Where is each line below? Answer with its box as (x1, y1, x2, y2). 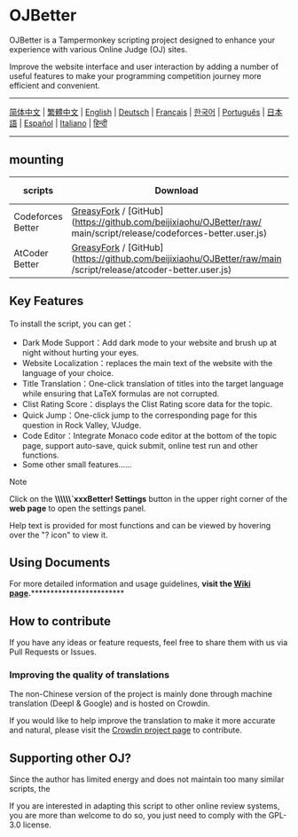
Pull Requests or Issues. (9, 646, 98, 657)
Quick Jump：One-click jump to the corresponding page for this (21, 410, 257, 420)
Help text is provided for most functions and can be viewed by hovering (9, 520, 271, 530)
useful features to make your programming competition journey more (9, 70, 262, 81)
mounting (9, 153, 64, 168)
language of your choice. (21, 367, 114, 378)
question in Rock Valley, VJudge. (21, 419, 142, 430)
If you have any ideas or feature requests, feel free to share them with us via (9, 638, 288, 648)
